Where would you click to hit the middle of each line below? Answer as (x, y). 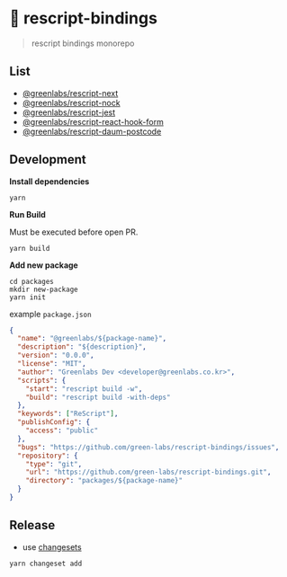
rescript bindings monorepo (83, 43)
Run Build (28, 214)
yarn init (28, 297)
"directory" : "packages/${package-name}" (104, 481)
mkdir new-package (44, 289)
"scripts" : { (42, 380)
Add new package (44, 265)
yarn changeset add (46, 564)
